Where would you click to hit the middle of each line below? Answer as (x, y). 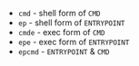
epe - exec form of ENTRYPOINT (74, 42)
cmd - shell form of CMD (59, 13)
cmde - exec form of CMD (61, 32)
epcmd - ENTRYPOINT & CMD (64, 52)
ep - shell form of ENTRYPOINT (71, 23)
